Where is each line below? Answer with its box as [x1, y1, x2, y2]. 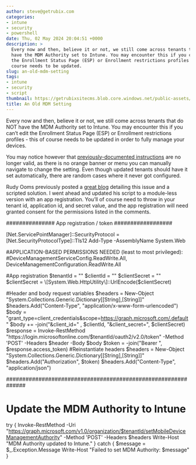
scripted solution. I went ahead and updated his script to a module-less [6, 190, 177, 197]
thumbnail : [6, 95, 33, 101]
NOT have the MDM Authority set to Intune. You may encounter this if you [6, 123, 183, 130]
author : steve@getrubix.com [6, 8, 75, 15]
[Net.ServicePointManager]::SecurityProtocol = [6, 230, 120, 237]
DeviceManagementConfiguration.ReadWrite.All [6, 261, 121, 268]
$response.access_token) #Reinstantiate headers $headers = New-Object [6, 346, 185, 353]
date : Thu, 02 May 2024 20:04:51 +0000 [6, 36, 103, 42]
